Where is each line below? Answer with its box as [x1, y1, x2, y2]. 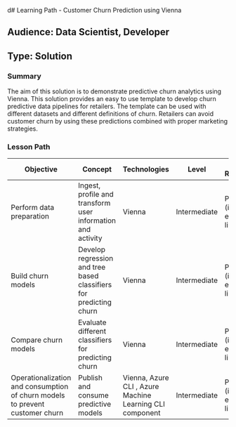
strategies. [7, 124, 39, 133]
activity [78, 233, 103, 243]
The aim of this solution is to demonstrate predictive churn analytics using [7, 87, 222, 96]
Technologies [122, 164, 170, 174]
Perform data [11, 203, 55, 213]
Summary [7, 71, 42, 81]
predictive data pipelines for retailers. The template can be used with [7, 102, 206, 111]
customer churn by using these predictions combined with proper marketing [7, 117, 228, 126]
